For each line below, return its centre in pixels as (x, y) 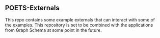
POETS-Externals (32, 8)
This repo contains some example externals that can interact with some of (80, 19)
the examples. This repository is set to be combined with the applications (79, 25)
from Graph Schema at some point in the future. (53, 30)
